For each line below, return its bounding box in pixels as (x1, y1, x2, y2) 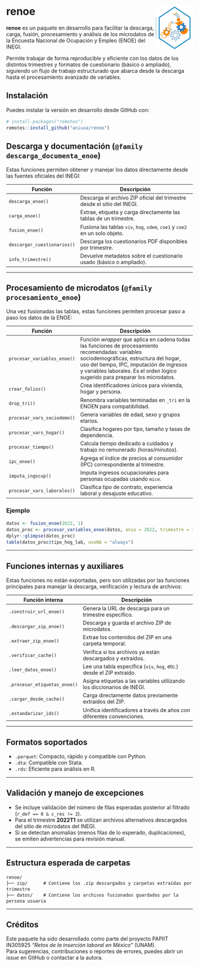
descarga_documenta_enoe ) (6, 150, 101, 160)
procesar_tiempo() (8, 444, 54, 450)
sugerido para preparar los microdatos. (79, 373, 176, 381)
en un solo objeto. (79, 230, 124, 237)
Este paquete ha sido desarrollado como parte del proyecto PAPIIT (6, 935, 169, 942)
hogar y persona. (79, 388, 122, 395)
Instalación (6, 91, 49, 101)
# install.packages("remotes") (6, 118, 84, 124)
